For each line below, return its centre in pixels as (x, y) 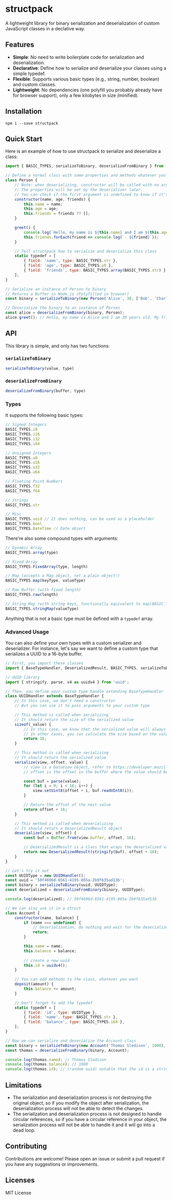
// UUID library (23, 677)
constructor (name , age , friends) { (52, 199)
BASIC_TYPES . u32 (23, 468)
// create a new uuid (47, 960)
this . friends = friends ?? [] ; (57, 214)
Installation (24, 112)
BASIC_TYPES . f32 (23, 486)
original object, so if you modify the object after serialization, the (81, 1103)
